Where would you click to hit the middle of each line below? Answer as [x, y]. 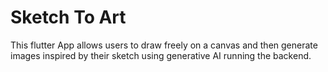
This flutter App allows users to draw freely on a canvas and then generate [164, 45]
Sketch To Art [68, 17]
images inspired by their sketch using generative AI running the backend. [161, 55]
